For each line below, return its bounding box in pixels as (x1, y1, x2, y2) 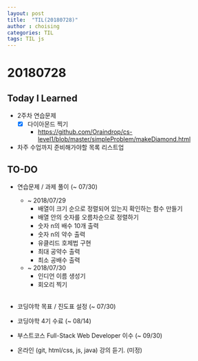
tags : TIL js (7, 36, 45, 43)
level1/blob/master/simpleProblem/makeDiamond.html (37, 135, 191, 143)
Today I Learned (7, 92, 78, 104)
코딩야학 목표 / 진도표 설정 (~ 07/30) (16, 303, 116, 310)
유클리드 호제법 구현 (37, 239, 91, 247)
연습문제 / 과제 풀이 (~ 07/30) (16, 183, 98, 191)
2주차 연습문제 (16, 111, 56, 120)
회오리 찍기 (37, 281, 67, 288)
